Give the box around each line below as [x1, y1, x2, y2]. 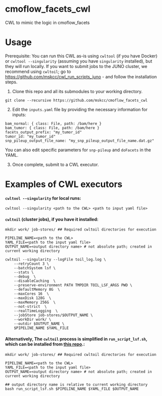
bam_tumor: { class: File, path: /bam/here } [5, 125, 99, 130]
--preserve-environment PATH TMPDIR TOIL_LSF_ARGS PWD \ [14, 283, 133, 288]
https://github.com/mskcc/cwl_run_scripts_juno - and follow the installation [5, 73, 157, 79]
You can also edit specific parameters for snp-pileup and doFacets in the [5, 147, 151, 153]
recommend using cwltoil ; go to [5, 69, 71, 74]
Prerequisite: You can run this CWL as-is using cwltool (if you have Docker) [5, 53, 158, 59]
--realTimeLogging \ [14, 308, 58, 314]
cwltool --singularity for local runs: [5, 195, 82, 201]
